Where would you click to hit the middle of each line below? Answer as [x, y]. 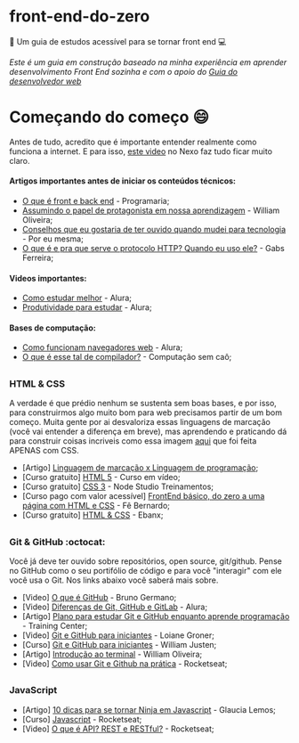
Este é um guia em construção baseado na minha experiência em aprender [148, 62]
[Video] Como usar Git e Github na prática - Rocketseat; [125, 664]
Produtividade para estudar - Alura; [87, 307]
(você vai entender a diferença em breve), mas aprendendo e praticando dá [148, 432]
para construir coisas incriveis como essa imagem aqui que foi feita [133, 441]
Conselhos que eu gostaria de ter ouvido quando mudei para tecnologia [154, 230]
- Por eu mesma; [53, 239]
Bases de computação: [53, 328]
